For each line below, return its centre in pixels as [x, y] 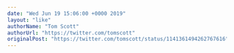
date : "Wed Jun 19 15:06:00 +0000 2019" [67, 13]
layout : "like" [29, 20]
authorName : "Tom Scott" [43, 26]
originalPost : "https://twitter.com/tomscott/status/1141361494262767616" [118, 39]
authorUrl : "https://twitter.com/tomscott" [71, 33]
